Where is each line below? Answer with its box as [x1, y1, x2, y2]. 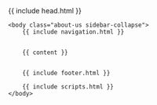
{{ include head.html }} [8, 6, 82, 15]
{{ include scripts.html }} [22, 83, 114, 91]
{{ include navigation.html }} [22, 28, 125, 36]
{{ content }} [22, 49, 68, 56]
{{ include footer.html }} [22, 69, 111, 77]
